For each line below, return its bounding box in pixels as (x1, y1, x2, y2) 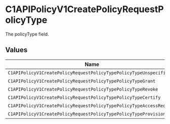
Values (5, 46, 28, 54)
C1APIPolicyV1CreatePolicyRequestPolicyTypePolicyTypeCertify (8, 95, 161, 100)
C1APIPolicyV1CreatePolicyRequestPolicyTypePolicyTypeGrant (8, 78, 156, 84)
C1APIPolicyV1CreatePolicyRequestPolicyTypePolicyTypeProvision (8, 111, 166, 117)
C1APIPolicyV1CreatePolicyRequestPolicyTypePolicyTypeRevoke (8, 86, 158, 92)
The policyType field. (5, 31, 49, 37)
